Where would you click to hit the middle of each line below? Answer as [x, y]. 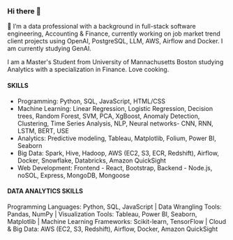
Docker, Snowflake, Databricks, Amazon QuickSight [91, 160]
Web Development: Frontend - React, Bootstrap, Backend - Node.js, [115, 167]
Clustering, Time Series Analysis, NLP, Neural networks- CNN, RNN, [115, 123]
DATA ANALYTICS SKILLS [45, 191]
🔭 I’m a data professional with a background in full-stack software [102, 27]
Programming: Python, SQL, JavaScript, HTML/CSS [91, 101]
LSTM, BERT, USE [43, 130]
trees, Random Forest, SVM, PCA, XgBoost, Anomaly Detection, [108, 116]
